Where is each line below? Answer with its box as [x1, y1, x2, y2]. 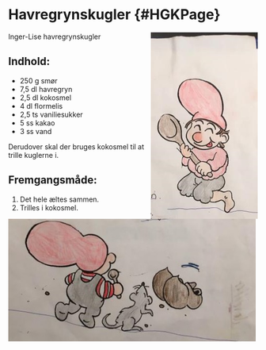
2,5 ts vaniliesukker [19, 110, 83, 119]
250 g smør [19, 75, 58, 85]
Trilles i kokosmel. [19, 202, 79, 212]
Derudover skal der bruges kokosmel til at [8, 141, 145, 152]
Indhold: [8, 55, 51, 68]
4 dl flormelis [19, 101, 63, 110]
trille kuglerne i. [8, 150, 59, 160]
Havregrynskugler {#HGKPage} [8, 6, 221, 24]
